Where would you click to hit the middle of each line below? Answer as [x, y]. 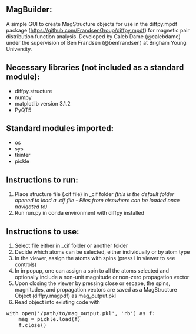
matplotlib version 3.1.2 [42, 103]
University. [19, 49]
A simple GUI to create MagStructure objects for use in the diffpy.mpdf [92, 24]
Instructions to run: [42, 180]
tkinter [22, 155]
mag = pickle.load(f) [50, 319]
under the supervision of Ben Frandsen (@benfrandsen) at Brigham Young [96, 42]
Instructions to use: [43, 232]
